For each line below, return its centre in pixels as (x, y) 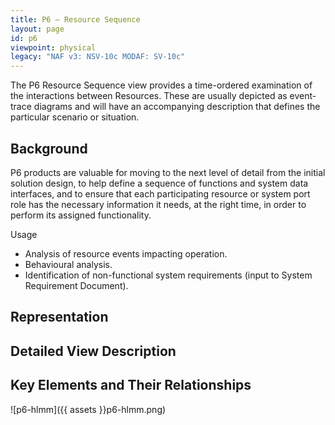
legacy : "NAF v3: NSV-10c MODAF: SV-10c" (98, 57)
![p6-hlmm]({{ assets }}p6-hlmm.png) (88, 409)
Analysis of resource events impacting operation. (126, 253)
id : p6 (24, 38)
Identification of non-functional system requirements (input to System (168, 275)
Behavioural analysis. (68, 264)
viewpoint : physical (53, 47)
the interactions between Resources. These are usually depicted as (149, 96)
